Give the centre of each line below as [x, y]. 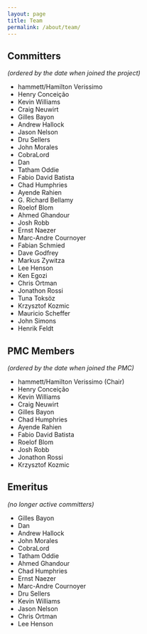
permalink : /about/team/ [44, 27]
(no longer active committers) [51, 504]
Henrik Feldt [36, 328]
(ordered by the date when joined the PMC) [71, 368]
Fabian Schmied [41, 245]
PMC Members [41, 351]
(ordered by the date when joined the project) [74, 73]
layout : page [27, 14]
